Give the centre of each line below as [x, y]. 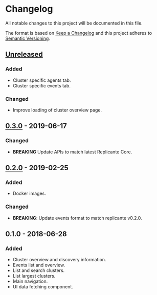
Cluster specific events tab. [41, 85]
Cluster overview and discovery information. [59, 260]
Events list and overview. [39, 265]
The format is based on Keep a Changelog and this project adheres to [79, 33]
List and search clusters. [39, 270]
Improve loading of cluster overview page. [57, 110]
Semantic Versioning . [28, 38]
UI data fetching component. [43, 287]
